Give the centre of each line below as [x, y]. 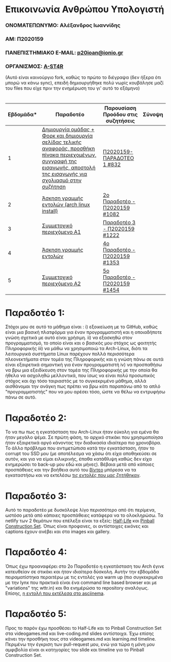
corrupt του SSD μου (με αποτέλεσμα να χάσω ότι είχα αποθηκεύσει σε [81, 454]
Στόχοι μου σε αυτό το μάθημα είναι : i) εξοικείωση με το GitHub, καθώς [81, 327]
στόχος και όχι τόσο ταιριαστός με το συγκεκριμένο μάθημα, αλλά [76, 381]
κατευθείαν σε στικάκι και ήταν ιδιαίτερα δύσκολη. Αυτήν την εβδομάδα [82, 572]
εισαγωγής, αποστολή [69, 168]
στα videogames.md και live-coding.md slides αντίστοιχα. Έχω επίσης [80, 633]
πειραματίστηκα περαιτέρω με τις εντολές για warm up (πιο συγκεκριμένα [84, 577]
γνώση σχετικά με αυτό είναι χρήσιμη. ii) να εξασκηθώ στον [69, 338]
